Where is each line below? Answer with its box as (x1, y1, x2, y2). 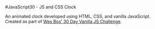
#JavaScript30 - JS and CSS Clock (5, 4, 76, 10)
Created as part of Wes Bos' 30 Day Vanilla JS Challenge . (5, 19, 122, 24)
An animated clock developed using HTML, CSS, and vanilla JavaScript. (5, 14, 151, 19)
